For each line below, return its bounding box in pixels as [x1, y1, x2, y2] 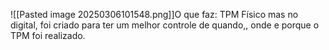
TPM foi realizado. [10, 30, 86, 41]
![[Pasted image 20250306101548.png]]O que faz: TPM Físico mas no [10, 9, 299, 20]
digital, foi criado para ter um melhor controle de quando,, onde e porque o [10, 19, 320, 31]
